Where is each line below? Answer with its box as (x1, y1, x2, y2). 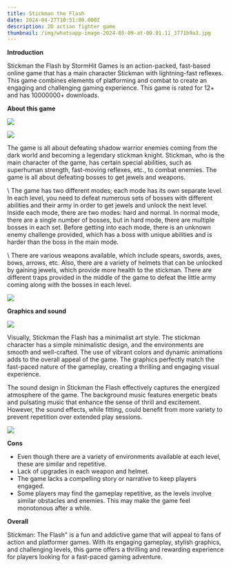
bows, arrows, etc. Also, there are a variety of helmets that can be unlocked (7, 258, 223, 267)
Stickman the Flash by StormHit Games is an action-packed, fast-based (7, 61, 211, 70)
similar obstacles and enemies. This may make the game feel (17, 497, 191, 505)
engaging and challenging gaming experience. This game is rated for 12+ (7, 84, 215, 92)
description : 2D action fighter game (7, 23, 116, 30)
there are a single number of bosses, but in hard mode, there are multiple (7, 216, 215, 225)
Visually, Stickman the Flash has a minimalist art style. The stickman (7, 333, 201, 342)
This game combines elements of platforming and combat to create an (7, 77, 208, 85)
